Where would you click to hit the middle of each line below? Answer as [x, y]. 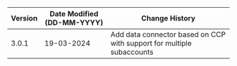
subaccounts [132, 52]
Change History [168, 18]
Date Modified [74, 14]
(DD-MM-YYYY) [74, 22]
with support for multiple [151, 43]
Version [24, 18]
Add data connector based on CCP [168, 34]
